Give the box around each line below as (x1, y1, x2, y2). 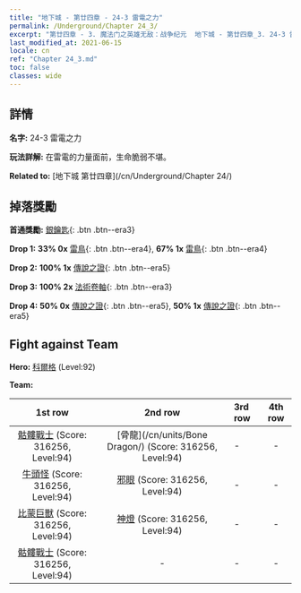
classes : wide (9, 72, 63, 81)
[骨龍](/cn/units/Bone (116, 429, 208, 442)
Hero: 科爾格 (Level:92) (9, 362, 96, 373)
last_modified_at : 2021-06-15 (9, 38, 123, 47)
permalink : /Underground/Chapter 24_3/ (9, 21, 159, 30)
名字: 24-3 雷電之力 (9, 132, 82, 143)
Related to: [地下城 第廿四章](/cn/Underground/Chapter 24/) (9, 170, 233, 181)
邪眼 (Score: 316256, (116, 474, 208, 486)
